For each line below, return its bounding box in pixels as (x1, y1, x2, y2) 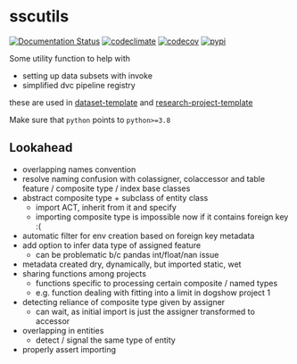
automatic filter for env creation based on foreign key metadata (21, 230, 255, 241)
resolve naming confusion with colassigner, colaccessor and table (21, 173, 266, 184)
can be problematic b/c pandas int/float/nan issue (35, 249, 219, 260)
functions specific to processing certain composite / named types (35, 277, 278, 288)
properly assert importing (21, 343, 117, 354)
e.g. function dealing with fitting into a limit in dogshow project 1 (35, 287, 270, 298)
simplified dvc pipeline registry (21, 79, 136, 90)
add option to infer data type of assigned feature (21, 239, 202, 251)
